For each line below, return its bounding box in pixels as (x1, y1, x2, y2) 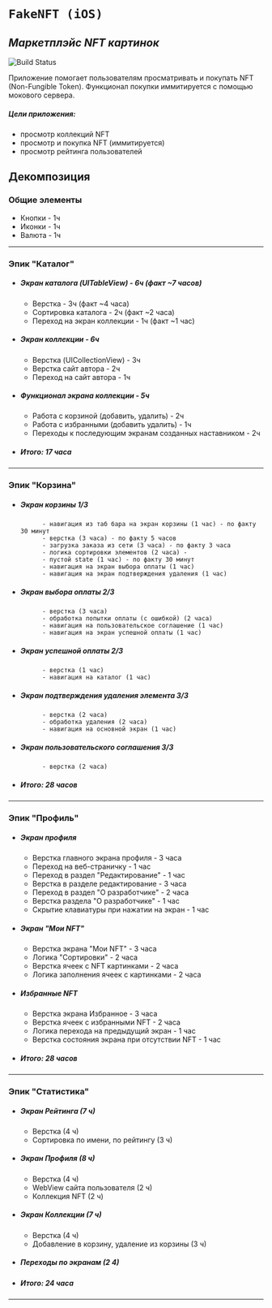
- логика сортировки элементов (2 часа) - (41, 549, 188, 557)
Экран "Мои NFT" (19, 923, 85, 933)
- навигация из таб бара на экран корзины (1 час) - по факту (41, 520, 257, 529)
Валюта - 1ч (19, 230, 62, 240)
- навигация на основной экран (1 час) (41, 725, 176, 733)
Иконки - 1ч (19, 222, 61, 231)
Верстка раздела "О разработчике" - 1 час (32, 896, 180, 906)
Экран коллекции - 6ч (19, 335, 100, 344)
